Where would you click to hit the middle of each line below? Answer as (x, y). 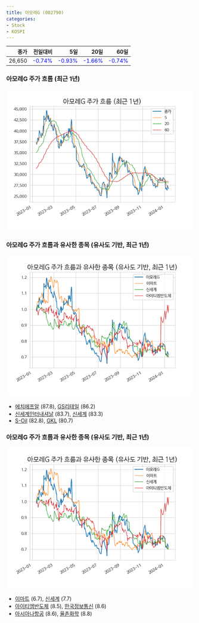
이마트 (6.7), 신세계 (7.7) (43, 599)
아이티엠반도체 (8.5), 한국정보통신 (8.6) (60, 606)
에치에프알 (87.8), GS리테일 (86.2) (55, 407)
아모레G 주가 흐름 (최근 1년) (43, 79)
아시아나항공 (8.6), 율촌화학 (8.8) (53, 614)
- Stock (16, 25)
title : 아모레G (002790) (35, 13)
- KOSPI (16, 32)
